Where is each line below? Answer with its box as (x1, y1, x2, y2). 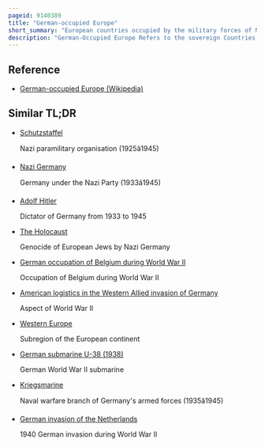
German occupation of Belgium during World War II (19, 257, 186, 267)
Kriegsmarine (19, 380, 64, 389)
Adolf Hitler (19, 195, 58, 206)
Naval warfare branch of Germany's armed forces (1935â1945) (19, 396, 224, 405)
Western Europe (19, 318, 73, 328)
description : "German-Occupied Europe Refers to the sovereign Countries (8, 33, 256, 42)
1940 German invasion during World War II (19, 429, 158, 439)
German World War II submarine (19, 365, 125, 374)
